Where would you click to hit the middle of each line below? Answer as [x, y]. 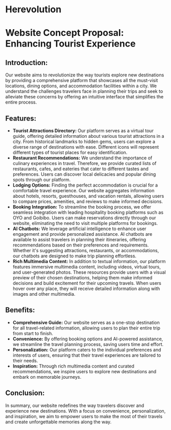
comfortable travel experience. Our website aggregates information [83, 190]
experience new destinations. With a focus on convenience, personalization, [86, 411]
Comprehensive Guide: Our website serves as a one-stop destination [86, 322]
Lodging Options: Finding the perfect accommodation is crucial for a [85, 185]
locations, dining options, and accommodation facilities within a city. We [81, 86]
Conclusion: [25, 393]
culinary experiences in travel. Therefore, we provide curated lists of [84, 163]
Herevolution [33, 9]
